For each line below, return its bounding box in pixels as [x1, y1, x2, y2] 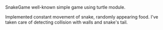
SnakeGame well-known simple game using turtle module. [5, 4, 125, 10]
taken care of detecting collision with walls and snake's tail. [5, 19, 128, 25]
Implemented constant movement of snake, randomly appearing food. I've [5, 14, 158, 19]
